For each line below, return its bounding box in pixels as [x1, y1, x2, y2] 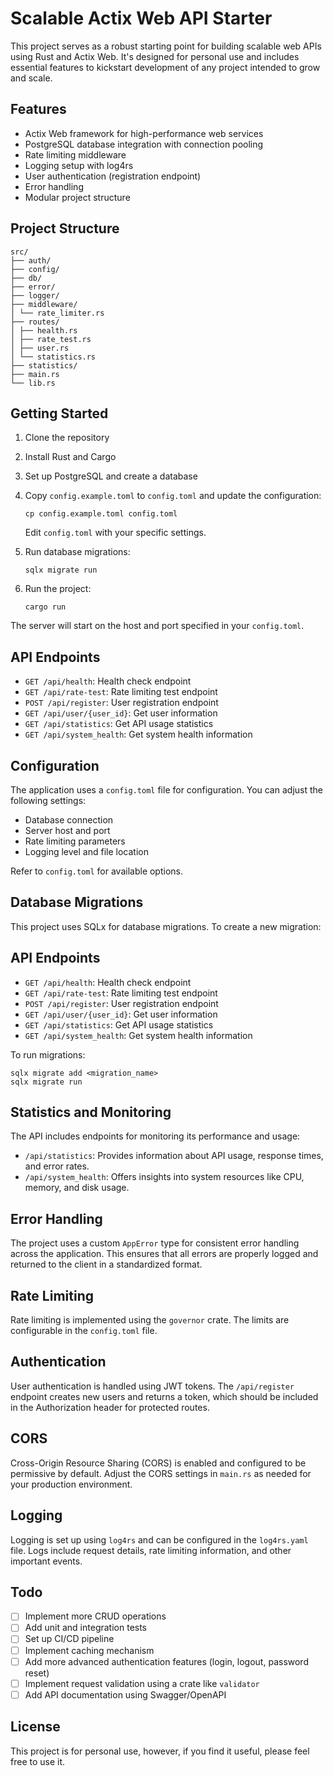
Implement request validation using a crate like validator [24, 1677, 260, 1689]
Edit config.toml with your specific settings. [24, 527, 207, 539]
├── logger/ [10, 290, 60, 301]
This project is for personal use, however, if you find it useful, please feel [10, 1745, 310, 1757]
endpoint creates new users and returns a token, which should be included [10, 1390, 319, 1402]
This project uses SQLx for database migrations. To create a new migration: [10, 920, 322, 932]
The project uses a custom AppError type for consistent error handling [10, 1237, 300, 1249]
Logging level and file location [24, 846, 149, 857]
